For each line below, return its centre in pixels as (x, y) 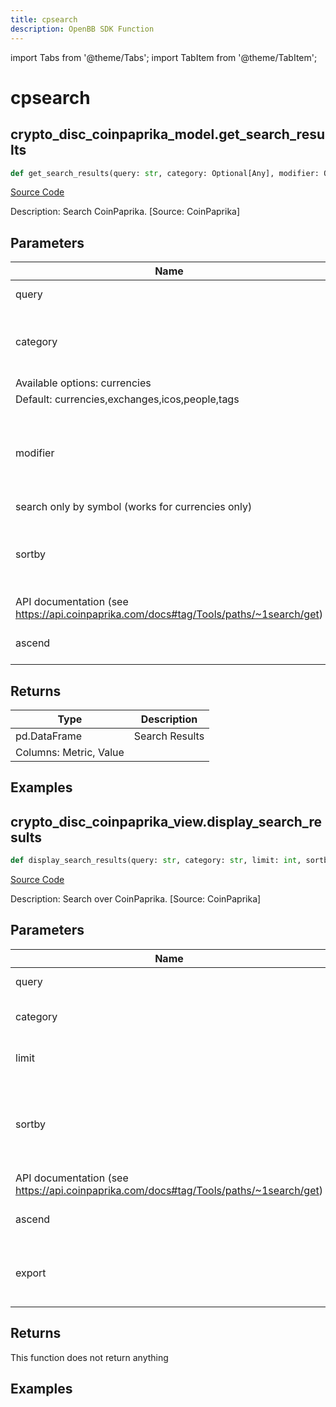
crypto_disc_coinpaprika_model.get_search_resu (167, 134)
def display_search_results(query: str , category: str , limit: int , (156, 861)
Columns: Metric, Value (70, 752)
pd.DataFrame (49, 736)
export (31, 1273)
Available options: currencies (83, 383)
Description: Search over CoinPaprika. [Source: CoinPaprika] (136, 899)
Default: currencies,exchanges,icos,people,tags (127, 399)
